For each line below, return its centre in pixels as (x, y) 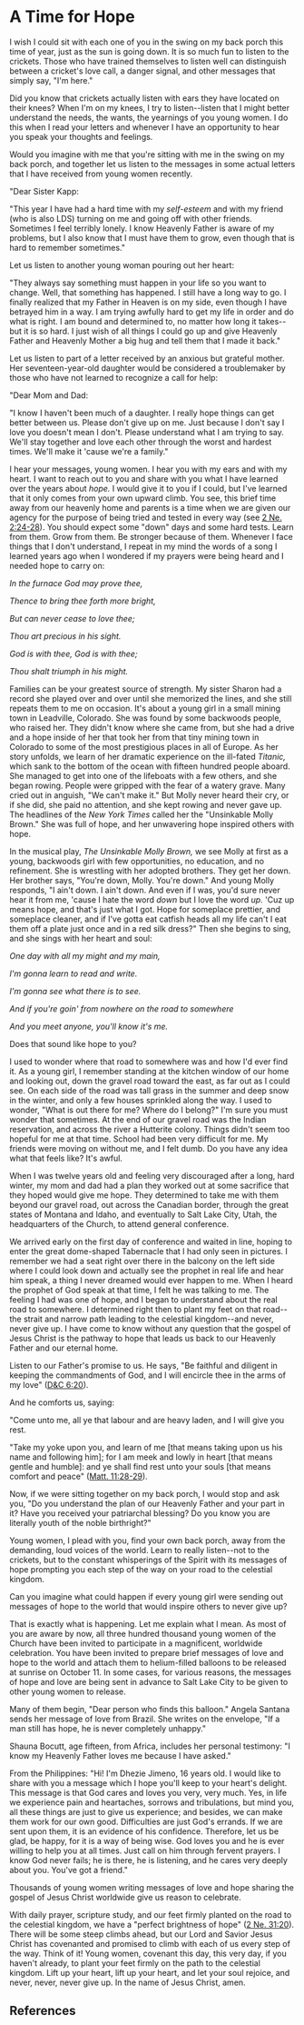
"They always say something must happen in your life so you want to (138, 283)
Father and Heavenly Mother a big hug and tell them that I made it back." (145, 340)
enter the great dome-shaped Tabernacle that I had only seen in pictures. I (149, 1251)
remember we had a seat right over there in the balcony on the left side (142, 1261)
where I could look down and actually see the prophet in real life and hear (147, 1271)
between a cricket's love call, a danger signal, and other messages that (142, 71)
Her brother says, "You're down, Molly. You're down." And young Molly (142, 880)
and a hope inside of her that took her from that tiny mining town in (134, 737)
